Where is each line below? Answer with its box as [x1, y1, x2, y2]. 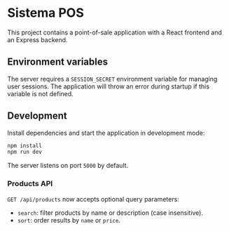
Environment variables [7, 56, 109, 68]
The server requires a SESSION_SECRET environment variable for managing [7, 74, 218, 83]
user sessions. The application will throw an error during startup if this [7, 82, 210, 91]
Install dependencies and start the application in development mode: [7, 128, 205, 137]
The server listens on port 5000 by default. [7, 161, 129, 170]
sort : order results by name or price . [17, 216, 121, 224]
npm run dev [7, 149, 42, 156]
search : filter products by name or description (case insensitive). [17, 209, 204, 217]
